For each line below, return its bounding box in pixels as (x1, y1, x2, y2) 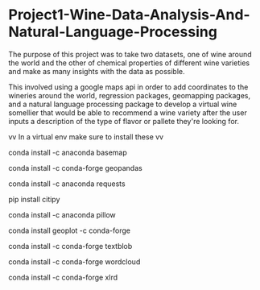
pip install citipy (8, 194, 60, 204)
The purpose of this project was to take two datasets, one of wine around (8, 49, 252, 59)
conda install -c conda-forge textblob (8, 241, 133, 251)
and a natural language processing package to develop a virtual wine (8, 99, 237, 109)
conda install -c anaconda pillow (8, 209, 117, 219)
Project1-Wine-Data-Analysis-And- (8, 6, 251, 24)
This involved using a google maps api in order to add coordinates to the (8, 82, 249, 92)
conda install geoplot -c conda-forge (8, 226, 131, 235)
